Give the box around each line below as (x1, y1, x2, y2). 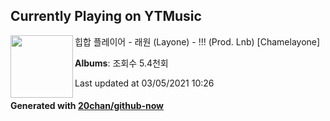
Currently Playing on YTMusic (10, 8, 202, 25)
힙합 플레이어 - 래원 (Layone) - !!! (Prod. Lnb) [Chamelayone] (74, 35, 321, 48)
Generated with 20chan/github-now (10, 100, 165, 112)
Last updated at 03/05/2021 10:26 (74, 77, 215, 89)
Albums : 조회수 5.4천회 (74, 57, 169, 69)
